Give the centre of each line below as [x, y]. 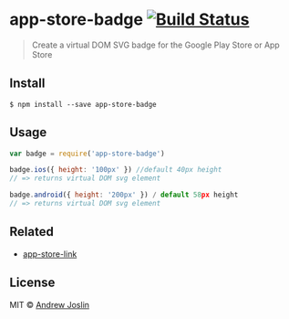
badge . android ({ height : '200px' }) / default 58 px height [124, 195]
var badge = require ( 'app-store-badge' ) [88, 154]
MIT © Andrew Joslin [49, 304]
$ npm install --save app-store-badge [83, 104]
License [32, 283]
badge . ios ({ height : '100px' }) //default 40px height [116, 170]
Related [32, 232]
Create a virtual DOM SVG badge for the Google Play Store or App [155, 45]
